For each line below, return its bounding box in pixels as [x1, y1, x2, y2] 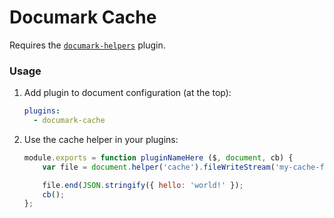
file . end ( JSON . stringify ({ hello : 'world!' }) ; [42, 180, 244, 190]
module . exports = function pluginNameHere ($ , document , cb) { [23, 152, 294, 163]
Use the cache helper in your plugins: [23, 133, 179, 145]
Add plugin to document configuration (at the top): [23, 87, 232, 99]
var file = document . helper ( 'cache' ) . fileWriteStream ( [42, 162, 276, 172]
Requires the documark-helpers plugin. [9, 39, 166, 51]
